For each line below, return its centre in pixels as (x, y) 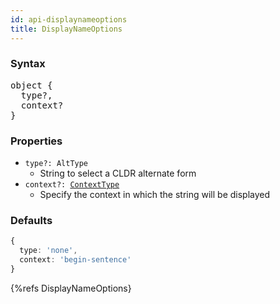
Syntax (28, 64)
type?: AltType (56, 164)
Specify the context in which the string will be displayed (155, 195)
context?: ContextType (72, 185)
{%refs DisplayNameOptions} (71, 288)
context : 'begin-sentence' (75, 260)
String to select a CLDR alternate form (118, 173)
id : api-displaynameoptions (69, 19)
